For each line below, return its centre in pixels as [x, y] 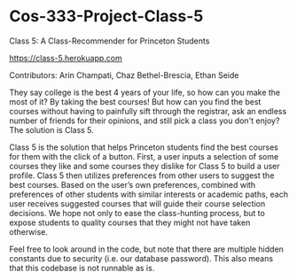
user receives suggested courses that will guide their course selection [137, 203]
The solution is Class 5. [52, 129]
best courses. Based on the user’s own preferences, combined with [133, 184]
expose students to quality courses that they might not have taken [130, 222]
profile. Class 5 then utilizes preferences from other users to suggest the [142, 175]
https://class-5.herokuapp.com [66, 58]
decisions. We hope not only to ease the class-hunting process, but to [137, 213]
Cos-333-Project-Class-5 [106, 16]
